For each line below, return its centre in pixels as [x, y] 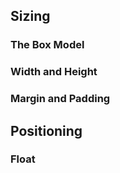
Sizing [30, 16]
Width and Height [54, 72]
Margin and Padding [60, 99]
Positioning [46, 130]
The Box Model [47, 45]
